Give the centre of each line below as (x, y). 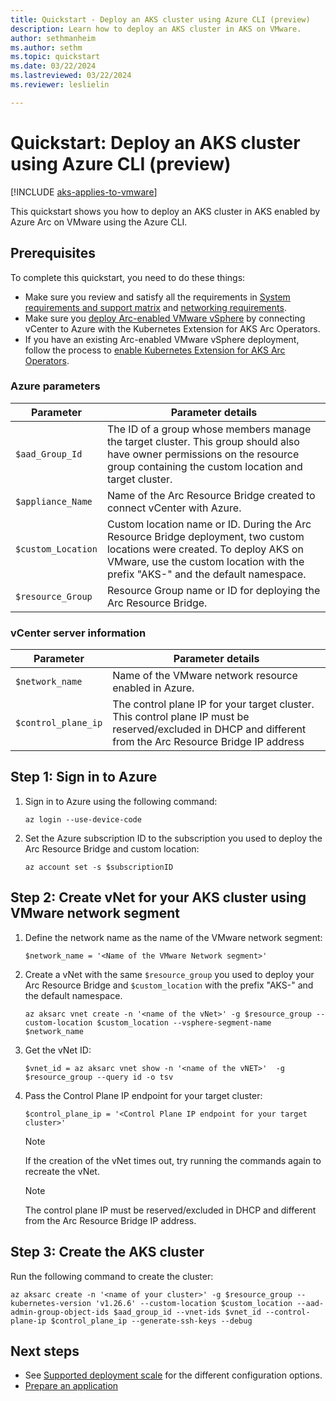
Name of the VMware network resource (205, 676)
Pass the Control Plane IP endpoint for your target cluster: (143, 1095)
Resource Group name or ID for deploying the (213, 590)
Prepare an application (71, 1386)
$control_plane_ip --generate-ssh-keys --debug (151, 1321)
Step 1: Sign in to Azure (84, 777)
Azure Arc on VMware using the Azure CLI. (99, 222)
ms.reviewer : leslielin (60, 85)
